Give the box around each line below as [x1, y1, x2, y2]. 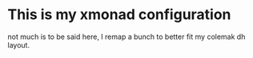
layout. [7, 40, 30, 49]
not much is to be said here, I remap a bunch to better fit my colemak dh [7, 32, 246, 41]
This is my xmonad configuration [7, 6, 231, 24]
